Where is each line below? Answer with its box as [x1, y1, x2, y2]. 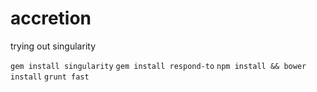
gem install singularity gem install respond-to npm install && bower [10, 61, 307, 71]
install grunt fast [10, 72, 90, 82]
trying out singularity [10, 40, 97, 52]
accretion [10, 7, 92, 30]
